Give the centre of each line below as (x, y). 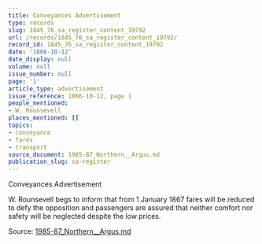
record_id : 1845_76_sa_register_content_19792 (86, 45)
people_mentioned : (38, 103)
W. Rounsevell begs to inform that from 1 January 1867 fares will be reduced (131, 200)
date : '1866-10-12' (40, 52)
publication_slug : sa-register (59, 162)
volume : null (30, 67)
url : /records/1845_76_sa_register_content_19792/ (93, 37)
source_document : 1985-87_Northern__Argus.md (84, 154)
